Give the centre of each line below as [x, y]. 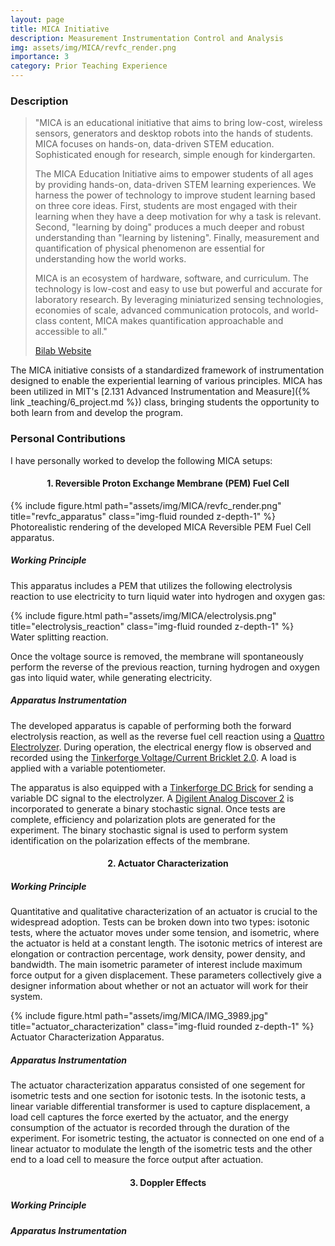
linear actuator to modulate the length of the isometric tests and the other [161, 1149]
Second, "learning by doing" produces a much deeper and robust [169, 227]
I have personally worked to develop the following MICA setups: [141, 460]
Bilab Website [63, 351]
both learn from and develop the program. [96, 413]
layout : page [37, 19]
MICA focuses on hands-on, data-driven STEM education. [154, 144]
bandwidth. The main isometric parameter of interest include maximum [156, 965]
